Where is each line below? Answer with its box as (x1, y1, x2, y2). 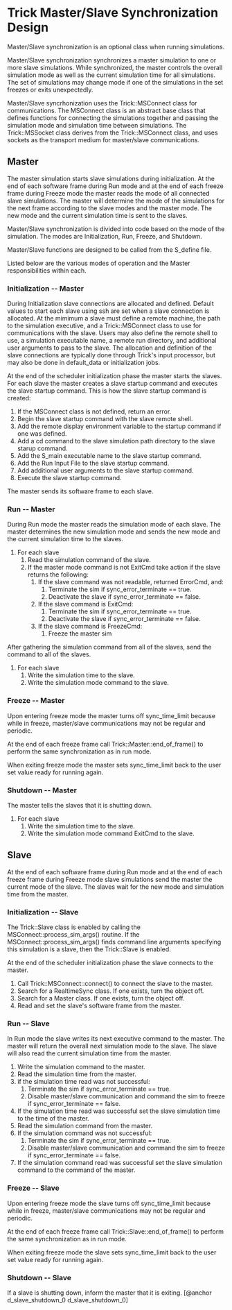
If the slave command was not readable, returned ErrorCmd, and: (37, 578, 224, 586)
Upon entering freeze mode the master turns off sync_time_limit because (7, 711, 216, 720)
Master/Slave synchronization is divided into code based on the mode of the (7, 224, 225, 233)
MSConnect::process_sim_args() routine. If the (7, 930, 140, 939)
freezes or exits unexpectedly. (7, 85, 93, 94)
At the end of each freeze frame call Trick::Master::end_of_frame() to (7, 740, 204, 748)
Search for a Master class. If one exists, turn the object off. (17, 994, 185, 1003)
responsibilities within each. (7, 266, 87, 275)
